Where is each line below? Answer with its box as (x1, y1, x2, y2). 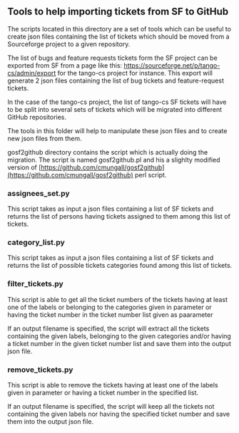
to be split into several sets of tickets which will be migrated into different (7, 105, 223, 113)
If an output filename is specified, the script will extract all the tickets (7, 324, 210, 333)
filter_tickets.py (7, 279, 64, 289)
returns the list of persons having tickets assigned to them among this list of (7, 212, 230, 221)
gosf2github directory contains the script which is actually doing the (7, 147, 208, 156)
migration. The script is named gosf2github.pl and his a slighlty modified (7, 155, 220, 164)
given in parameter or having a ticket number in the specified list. (7, 388, 198, 397)
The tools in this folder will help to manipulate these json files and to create (7, 126, 228, 135)
